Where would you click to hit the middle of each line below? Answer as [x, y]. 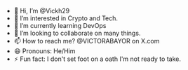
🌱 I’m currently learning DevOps [60, 26]
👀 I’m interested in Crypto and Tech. [66, 18]
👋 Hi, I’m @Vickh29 [42, 11]
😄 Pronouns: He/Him [45, 51]
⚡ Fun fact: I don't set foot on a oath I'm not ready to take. [97, 59]
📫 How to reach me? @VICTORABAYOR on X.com [87, 41]
